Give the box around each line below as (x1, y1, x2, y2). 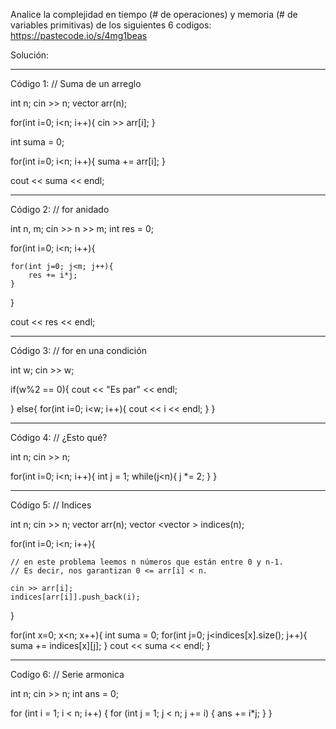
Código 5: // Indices (10, 499, 92, 511)
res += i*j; (28, 270, 78, 280)
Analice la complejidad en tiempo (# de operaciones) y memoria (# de (10, 9, 298, 20)
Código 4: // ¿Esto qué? (10, 432, 108, 443)
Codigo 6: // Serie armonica (10, 669, 125, 680)
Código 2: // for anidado (10, 204, 110, 215)
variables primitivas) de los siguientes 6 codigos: (10, 19, 212, 31)
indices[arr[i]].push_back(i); (10, 592, 141, 602)
